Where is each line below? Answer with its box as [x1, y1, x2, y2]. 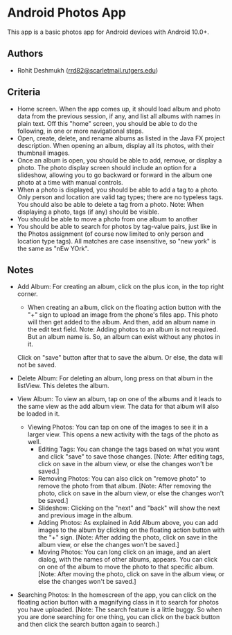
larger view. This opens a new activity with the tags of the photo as [27, 430, 220, 439]
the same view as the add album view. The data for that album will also [17, 403, 220, 411]
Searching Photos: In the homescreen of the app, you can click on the [17, 591, 217, 599]
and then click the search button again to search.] [17, 620, 159, 629]
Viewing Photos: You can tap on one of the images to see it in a [27, 423, 208, 432]
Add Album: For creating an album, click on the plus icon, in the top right [17, 282, 224, 291]
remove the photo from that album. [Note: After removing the [37, 482, 212, 490]
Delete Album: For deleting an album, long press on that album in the [17, 374, 213, 383]
